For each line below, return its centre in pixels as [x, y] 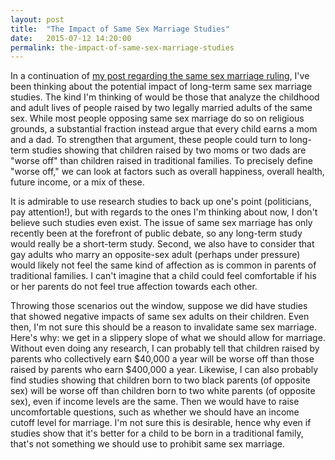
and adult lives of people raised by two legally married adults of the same [161, 108]
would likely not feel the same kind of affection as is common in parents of [163, 265]
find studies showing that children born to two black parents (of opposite [160, 380]
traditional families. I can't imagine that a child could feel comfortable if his [163, 276]
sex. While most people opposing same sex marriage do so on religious [157, 118]
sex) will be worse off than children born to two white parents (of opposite [163, 391]
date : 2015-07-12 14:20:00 [71, 38]
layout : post [37, 19]
